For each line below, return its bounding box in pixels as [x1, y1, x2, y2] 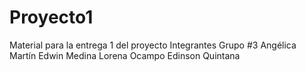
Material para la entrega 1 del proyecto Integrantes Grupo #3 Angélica [9, 39, 297, 51]
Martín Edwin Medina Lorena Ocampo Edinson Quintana [9, 49, 241, 61]
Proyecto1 [9, 6, 94, 29]
